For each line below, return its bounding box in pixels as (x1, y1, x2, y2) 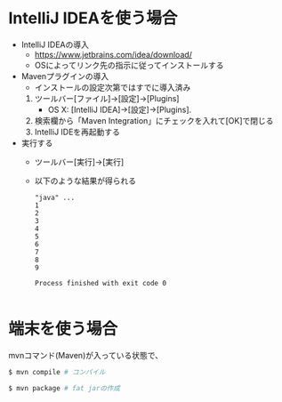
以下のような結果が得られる (34, 175, 137, 186)
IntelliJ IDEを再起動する (34, 126, 121, 137)
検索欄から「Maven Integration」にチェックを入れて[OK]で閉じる (34, 115, 274, 125)
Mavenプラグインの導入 (20, 70, 109, 81)
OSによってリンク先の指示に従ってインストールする (34, 60, 224, 70)
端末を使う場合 (8, 319, 118, 339)
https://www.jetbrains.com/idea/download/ (34, 49, 193, 60)
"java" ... (34, 193, 76, 202)
